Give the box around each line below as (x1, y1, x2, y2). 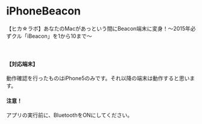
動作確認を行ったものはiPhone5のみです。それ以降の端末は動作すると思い (6, 75, 190, 82)
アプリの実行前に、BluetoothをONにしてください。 (6, 111, 133, 119)
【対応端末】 (6, 60, 38, 67)
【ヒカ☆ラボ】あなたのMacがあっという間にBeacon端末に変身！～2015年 (6, 25, 191, 32)
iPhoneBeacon (6, 4, 81, 18)
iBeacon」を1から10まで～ (27, 32, 92, 40)
